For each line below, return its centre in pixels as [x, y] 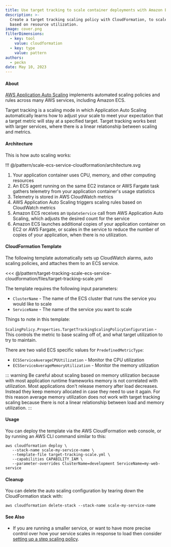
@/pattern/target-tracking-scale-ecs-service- [63, 273]
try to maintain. [21, 340]
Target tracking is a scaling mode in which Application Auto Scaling [76, 110]
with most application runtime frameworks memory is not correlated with [81, 380]
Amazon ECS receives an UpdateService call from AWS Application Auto [88, 213]
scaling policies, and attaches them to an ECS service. [62, 263]
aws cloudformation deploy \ [36, 446]
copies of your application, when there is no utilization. [70, 235]
